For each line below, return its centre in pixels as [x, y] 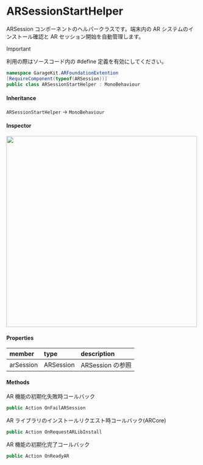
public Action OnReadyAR [38, 456]
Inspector [19, 126]
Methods [18, 382]
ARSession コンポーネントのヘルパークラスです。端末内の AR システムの [98, 29]
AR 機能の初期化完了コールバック [48, 445]
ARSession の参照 [106, 365]
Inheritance [21, 98]
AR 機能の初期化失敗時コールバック [51, 397]
